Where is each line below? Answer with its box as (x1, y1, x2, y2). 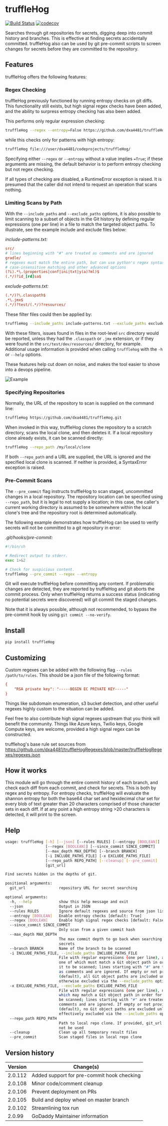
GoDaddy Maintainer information (31, 1113, 108, 1119)
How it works (5, 766, 47, 775)
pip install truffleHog (5, 640, 55, 645)
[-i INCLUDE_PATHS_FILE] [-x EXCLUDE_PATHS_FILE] (45, 853, 151, 858)
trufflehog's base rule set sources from (5, 741, 86, 747)
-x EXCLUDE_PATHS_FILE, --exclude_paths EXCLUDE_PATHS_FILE (9, 983, 137, 988)
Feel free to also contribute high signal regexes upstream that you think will (5, 715, 160, 721)
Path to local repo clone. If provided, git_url (58, 1021, 162, 1026)
